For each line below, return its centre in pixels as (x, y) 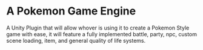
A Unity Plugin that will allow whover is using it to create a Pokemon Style (98, 28)
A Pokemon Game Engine (71, 11)
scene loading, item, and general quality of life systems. (76, 40)
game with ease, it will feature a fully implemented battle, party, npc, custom (102, 34)
